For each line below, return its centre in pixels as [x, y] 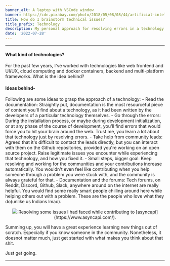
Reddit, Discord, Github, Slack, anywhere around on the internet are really [82, 185]
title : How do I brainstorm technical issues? [55, 19]
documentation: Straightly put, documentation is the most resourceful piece [84, 105]
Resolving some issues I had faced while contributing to [77, 212]
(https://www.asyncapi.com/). [85, 217]
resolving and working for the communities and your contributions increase [84, 164]
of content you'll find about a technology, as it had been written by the [78, 110]
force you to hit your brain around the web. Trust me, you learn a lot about [82, 132]
